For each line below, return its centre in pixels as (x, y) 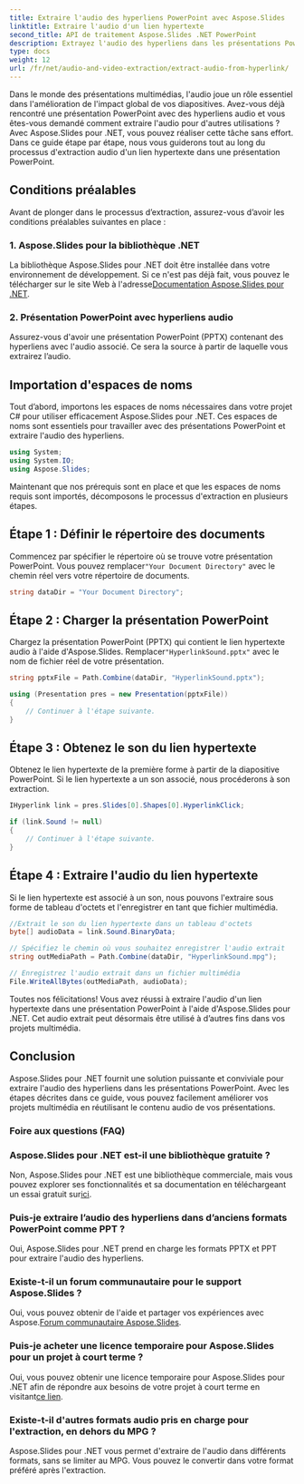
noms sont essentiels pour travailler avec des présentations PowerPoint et (147, 426)
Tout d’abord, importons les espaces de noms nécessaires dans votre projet (151, 407)
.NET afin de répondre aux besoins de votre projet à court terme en (135, 1386)
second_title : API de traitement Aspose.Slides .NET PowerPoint (133, 34)
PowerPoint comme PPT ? (67, 1228)
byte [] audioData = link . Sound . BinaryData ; (93, 932)
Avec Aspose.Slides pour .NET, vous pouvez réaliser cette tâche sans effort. (152, 132)
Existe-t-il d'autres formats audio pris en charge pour (129, 1420)
